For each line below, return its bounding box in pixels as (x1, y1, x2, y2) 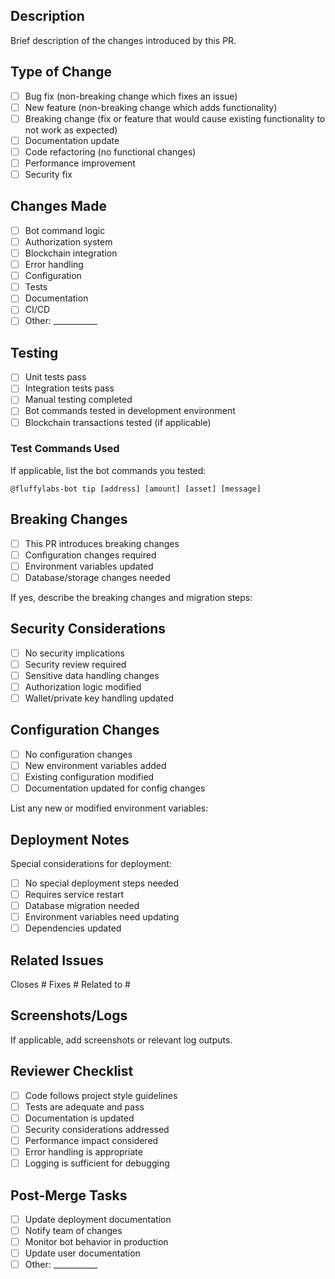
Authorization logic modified (24, 680, 142, 693)
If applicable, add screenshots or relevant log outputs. (10, 1034, 233, 1046)
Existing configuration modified (24, 770, 155, 783)
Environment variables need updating (24, 911, 180, 923)
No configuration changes (24, 748, 133, 760)
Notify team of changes (24, 1224, 123, 1236)
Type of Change (10, 64, 112, 81)
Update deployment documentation (24, 1213, 172, 1225)
